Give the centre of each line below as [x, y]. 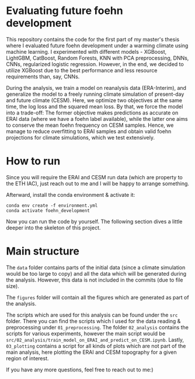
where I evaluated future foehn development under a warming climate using [97, 46]
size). [13, 286]
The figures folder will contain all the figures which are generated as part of [97, 297]
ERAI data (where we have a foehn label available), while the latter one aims [97, 119]
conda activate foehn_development [48, 211]
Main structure [43, 251]
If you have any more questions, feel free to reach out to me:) [80, 370]
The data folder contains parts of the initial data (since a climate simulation [96, 267]
